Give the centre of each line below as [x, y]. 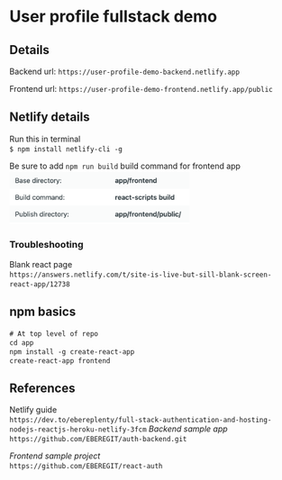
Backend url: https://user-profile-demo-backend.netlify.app [125, 71]
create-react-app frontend [60, 361]
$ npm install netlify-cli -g [66, 149]
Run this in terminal [45, 139]
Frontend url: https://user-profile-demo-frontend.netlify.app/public [141, 89]
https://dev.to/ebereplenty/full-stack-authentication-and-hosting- [141, 421]
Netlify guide [33, 410]
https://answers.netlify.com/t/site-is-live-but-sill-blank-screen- [141, 275]
